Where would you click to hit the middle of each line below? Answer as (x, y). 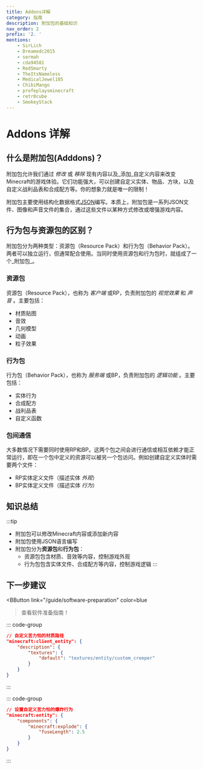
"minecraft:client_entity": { (44, 641)
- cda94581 (31, 62)
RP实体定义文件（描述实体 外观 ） (56, 478)
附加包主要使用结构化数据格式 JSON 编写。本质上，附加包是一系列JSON (95, 202)
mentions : (19, 40)
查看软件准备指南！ (45, 612)
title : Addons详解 (28, 12)
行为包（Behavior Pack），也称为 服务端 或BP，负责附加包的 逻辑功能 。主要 (101, 375)
